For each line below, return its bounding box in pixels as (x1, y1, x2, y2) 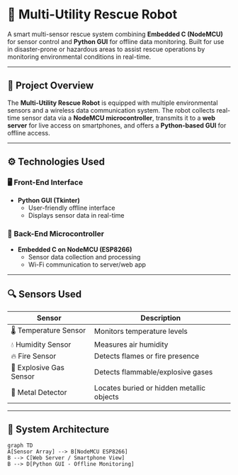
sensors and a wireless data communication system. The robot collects (7, 106, 215, 114)
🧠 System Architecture (7, 423, 110, 435)
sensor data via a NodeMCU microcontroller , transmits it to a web (21, 113, 216, 122)
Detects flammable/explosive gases (94, 367, 213, 376)
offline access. (7, 128, 51, 137)
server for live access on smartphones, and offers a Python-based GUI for (7, 121, 227, 130)
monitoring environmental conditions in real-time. (7, 52, 152, 61)
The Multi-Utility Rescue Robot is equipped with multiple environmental (7, 99, 218, 107)
